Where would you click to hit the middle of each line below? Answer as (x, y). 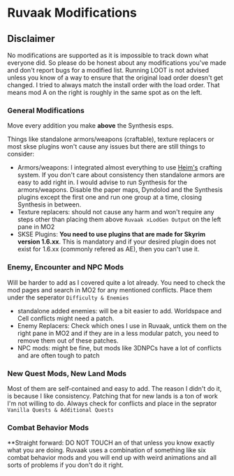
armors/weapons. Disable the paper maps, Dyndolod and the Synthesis (120, 190)
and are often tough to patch (58, 355)
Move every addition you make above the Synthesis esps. (90, 126)
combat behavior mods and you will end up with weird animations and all (112, 458)
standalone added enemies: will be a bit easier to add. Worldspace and (119, 311)
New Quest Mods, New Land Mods (67, 373)
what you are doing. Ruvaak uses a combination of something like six (107, 450)
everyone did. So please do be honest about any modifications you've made (117, 63)
